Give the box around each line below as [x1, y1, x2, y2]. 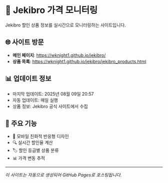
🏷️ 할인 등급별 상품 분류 [12, 148, 59, 154]
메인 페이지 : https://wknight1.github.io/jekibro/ [12, 52, 106, 58]
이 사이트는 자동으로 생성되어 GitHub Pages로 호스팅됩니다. [5, 172, 122, 178]
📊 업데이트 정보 [5, 74, 51, 83]
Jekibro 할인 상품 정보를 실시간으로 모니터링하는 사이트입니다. [5, 22, 126, 28]
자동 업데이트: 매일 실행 [12, 97, 58, 103]
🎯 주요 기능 [5, 119, 37, 128]
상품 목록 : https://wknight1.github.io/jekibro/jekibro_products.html [12, 58, 146, 64]
